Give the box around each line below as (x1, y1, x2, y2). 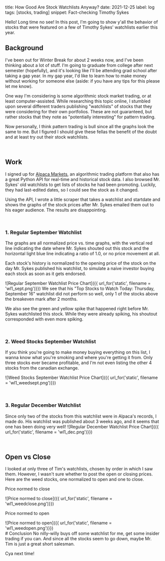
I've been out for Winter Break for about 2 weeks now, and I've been (5, 57, 144, 63)
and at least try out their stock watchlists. (5, 134, 89, 140)
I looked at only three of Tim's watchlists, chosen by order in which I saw (5, 466, 153, 472)
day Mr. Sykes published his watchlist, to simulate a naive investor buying (5, 265, 154, 271)
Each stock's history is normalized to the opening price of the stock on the (5, 260, 156, 266)
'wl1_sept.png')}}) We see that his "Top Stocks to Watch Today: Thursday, (5, 285, 155, 291)
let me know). (5, 83, 33, 89)
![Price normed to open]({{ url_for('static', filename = (5, 520, 112, 526)
